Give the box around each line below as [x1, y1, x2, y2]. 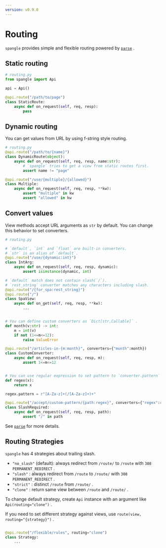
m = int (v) [14, 328, 37, 333]
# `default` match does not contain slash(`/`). [5, 278, 107, 283]
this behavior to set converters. [5, 227, 69, 233]
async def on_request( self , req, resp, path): [14, 409, 112, 415]
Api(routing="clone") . [5, 501, 52, 507]
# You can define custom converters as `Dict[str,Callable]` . [5, 319, 138, 324]
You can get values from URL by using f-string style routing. [5, 136, 127, 142]
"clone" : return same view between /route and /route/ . [12, 486, 128, 493]
